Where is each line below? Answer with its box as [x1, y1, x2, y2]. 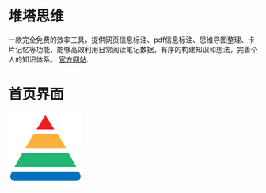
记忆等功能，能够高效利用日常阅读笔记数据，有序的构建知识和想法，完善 [14, 44, 251, 54]
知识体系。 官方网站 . [21, 55, 89, 64]
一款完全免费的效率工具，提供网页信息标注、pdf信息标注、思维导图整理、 [8, 35, 249, 44]
